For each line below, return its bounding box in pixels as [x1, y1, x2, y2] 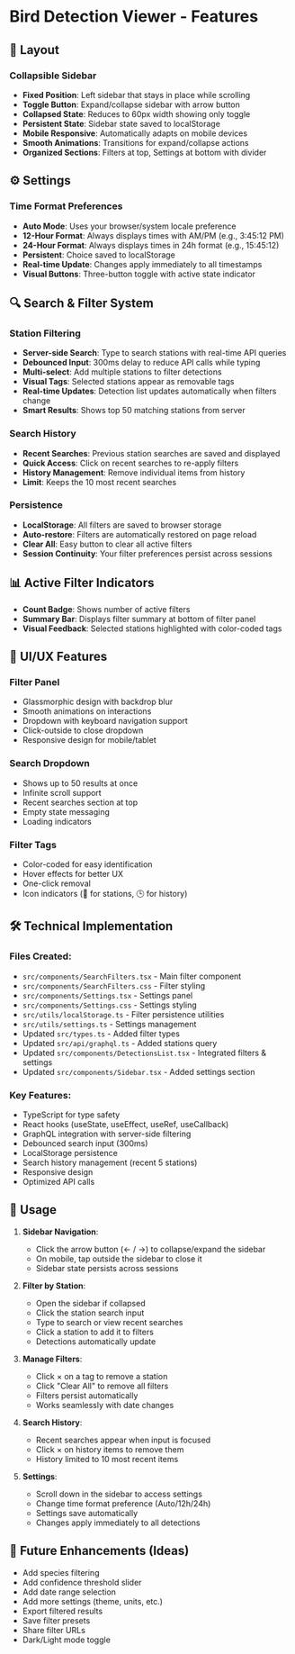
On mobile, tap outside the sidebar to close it [35, 1253, 202, 1264]
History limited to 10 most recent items [35, 1453, 179, 1464]
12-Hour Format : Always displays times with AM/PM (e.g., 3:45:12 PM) [22, 230, 285, 240]
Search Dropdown [9, 757, 90, 770]
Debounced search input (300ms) [22, 1137, 148, 1149]
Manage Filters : [22, 1353, 83, 1364]
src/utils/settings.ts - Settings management [22, 1018, 197, 1029]
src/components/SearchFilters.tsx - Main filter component [22, 971, 242, 981]
